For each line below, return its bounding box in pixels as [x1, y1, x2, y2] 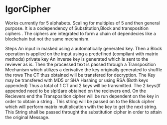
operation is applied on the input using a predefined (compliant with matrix [5, 51, 159, 57]
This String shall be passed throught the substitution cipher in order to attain [5, 109, 162, 115]
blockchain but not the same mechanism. [5, 36, 90, 42]
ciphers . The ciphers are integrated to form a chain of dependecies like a [5, 30, 156, 36]
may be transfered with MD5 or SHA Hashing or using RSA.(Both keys [5, 77, 149, 83]
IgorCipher [5, 3, 51, 15]
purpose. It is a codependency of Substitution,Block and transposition [5, 25, 149, 31]
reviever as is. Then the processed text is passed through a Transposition [5, 61, 156, 67]
